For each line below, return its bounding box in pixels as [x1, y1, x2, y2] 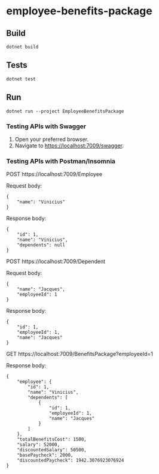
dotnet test [6, 76, 36, 82]
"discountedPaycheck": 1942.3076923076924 [17, 457, 124, 464]
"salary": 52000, [17, 442, 60, 448]
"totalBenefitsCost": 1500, [17, 436, 87, 443]
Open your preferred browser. [14, 135, 89, 143]
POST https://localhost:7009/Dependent [6, 258, 106, 265]
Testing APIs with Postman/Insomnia [6, 157, 115, 165]
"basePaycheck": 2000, [17, 452, 74, 458]
